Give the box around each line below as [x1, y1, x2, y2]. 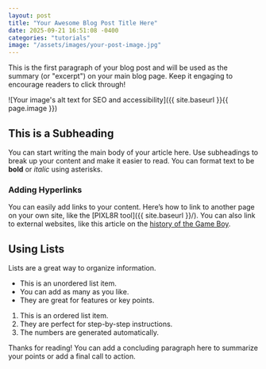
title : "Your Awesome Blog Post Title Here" [8, 19, 158, 27]
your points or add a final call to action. [8, 352, 137, 361]
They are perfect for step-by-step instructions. [19, 319, 173, 329]
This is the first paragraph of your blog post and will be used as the [8, 63, 228, 72]
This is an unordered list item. [19, 279, 118, 288]
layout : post [8, 11, 52, 20]
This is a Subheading [8, 126, 114, 140]
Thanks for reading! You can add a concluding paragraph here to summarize [8, 343, 258, 353]
